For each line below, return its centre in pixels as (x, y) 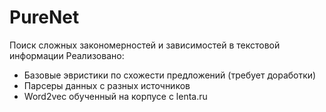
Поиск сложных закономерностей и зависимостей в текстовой (145, 45)
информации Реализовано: (67, 55)
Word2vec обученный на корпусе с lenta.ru (115, 96)
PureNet (44, 17)
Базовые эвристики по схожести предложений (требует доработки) (170, 75)
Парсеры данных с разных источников (107, 85)
